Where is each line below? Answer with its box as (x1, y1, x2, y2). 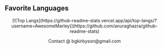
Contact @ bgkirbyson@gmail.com (48, 38, 121, 44)
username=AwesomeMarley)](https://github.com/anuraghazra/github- (11, 23, 158, 29)
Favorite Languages (5, 4, 69, 13)
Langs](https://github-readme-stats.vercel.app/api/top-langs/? (25, 17, 157, 23)
